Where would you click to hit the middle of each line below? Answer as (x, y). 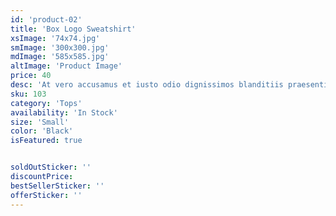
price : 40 (31, 76)
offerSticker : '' (46, 195)
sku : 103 (28, 94)
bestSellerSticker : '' (57, 186)
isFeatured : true (46, 141)
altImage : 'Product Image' (66, 66)
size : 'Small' (40, 122)
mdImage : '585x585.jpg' (60, 57)
